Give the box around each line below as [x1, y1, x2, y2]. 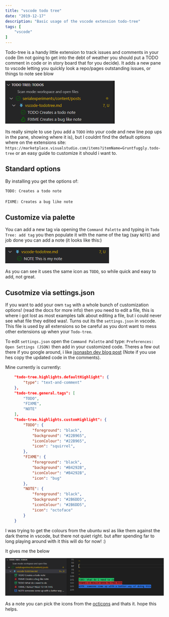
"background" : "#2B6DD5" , [32, 497, 87, 502]
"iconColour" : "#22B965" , [32, 438, 87, 443]
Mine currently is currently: [5, 364, 61, 370]
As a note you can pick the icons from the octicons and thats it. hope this [5, 601, 157, 607]
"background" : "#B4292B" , [32, 465, 87, 470]
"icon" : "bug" [32, 476, 62, 481]
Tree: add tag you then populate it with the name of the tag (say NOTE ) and [5, 232, 160, 238]
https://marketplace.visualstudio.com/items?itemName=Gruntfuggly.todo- [5, 146, 161, 151]
